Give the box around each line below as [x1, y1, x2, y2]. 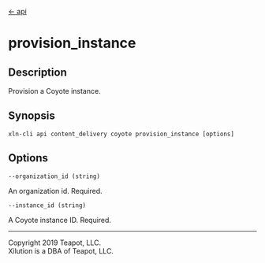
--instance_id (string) [8, 201, 87, 209]
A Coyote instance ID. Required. [8, 215, 112, 224]
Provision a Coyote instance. [8, 87, 101, 95]
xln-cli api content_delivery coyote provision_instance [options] [8, 130, 235, 138]
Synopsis [8, 109, 55, 123]
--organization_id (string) [8, 172, 101, 180]
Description [8, 65, 67, 79]
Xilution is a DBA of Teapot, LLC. [8, 246, 114, 255]
